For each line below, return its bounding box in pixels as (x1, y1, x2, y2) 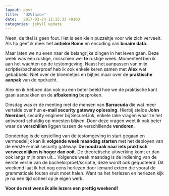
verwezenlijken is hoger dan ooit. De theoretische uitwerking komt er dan (5, 149, 160, 155)
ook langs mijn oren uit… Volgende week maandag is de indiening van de (5, 154, 157, 160)
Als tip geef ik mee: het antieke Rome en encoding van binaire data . (5, 41, 148, 47)
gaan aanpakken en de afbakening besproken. (5, 92, 103, 98)
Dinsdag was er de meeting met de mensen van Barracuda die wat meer (5, 102, 156, 108)
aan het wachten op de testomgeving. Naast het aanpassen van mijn (5, 61, 148, 67)
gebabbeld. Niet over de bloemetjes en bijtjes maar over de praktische (5, 71, 153, 78)
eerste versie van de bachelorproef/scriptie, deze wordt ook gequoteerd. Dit (5, 159, 164, 166)
